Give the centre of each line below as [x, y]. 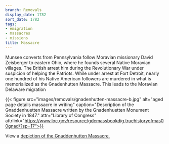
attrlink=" [15, 121]
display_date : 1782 [26, 15]
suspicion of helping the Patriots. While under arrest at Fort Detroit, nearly [82, 73]
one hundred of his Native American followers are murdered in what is [78, 78]
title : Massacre [22, 43]
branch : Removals [24, 10]
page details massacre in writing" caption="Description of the [70, 105]
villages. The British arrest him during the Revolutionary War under [75, 68]
